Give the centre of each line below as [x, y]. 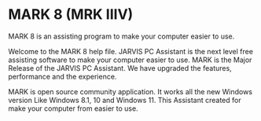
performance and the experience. [62, 76]
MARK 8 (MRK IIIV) [71, 15]
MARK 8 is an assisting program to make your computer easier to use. [121, 36]
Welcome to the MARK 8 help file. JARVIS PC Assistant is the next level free [131, 51]
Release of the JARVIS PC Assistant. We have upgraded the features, [120, 68]
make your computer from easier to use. [74, 108]
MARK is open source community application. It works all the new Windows [130, 91]
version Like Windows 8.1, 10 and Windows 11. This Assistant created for [125, 100]
